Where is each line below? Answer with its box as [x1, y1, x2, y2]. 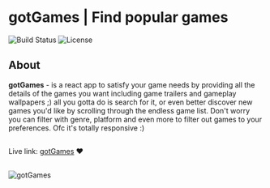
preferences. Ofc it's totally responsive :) [8, 122, 145, 133]
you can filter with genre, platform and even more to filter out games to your [8, 114, 262, 124]
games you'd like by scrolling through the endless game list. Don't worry [8, 105, 251, 115]
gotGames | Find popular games [8, 8, 229, 27]
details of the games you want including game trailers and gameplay [8, 88, 237, 98]
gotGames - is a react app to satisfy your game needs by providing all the [8, 79, 255, 89]
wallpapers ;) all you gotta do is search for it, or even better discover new [8, 97, 253, 107]
